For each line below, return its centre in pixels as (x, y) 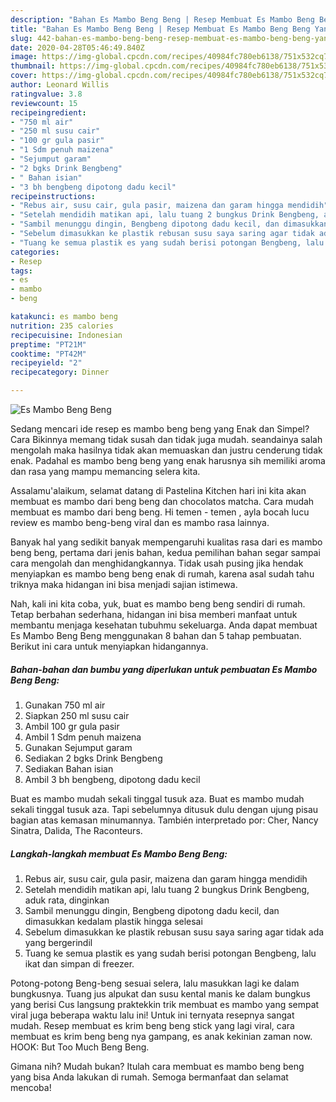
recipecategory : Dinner (60, 372)
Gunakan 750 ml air (65, 705)
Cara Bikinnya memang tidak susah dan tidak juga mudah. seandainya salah (166, 439)
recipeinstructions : (53, 196)
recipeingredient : (48, 112)
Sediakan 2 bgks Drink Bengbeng (93, 758)
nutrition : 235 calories (62, 326)
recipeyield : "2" (46, 363)
